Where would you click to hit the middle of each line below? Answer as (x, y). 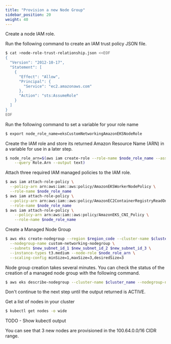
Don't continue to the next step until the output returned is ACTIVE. (76, 292)
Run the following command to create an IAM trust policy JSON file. (76, 44)
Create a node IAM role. (30, 34)
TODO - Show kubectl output (36, 321)
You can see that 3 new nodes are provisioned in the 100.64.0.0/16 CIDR (81, 331)
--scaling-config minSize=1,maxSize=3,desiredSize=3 (67, 257)
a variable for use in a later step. (39, 149)
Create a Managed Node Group (38, 230)
